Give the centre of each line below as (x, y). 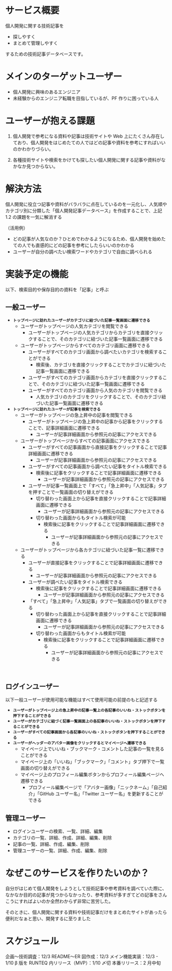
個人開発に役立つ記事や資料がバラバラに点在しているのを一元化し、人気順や (86, 204)
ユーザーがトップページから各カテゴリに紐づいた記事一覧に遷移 (88, 549)
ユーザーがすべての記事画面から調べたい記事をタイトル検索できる (98, 466)
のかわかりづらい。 (33, 149)
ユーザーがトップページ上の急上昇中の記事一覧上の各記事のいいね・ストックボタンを (89, 711)
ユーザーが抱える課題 (50, 121)
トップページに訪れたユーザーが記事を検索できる (57, 409)
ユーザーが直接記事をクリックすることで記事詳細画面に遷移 (91, 562)
